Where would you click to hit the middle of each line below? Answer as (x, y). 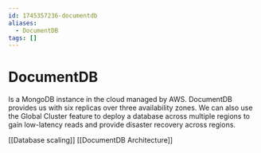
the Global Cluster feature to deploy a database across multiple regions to (129, 116)
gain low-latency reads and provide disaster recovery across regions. (122, 125)
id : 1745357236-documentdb (53, 16)
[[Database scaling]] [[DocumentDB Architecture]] (91, 140)
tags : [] (23, 38)
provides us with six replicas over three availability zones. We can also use (130, 108)
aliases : (23, 23)
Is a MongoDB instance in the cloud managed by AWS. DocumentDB (120, 100)
